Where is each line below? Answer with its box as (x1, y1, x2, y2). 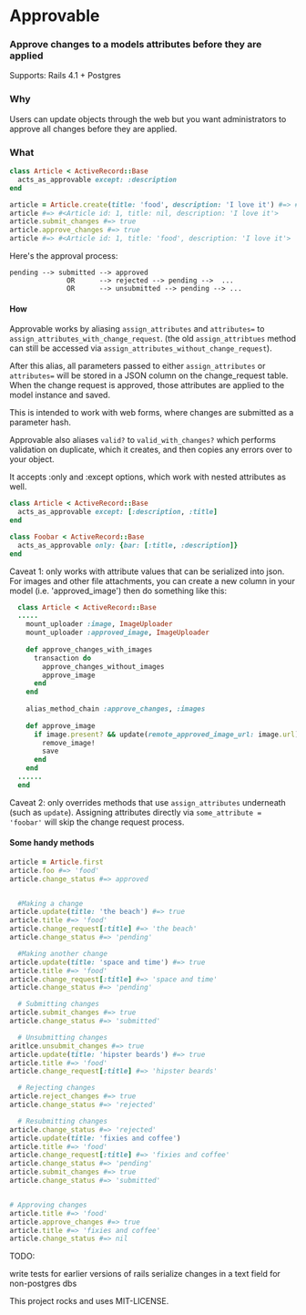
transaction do (33, 653, 92, 663)
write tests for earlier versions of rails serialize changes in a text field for (9, 1269, 280, 1279)
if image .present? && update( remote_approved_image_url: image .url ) (33, 730, 300, 739)
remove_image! (42, 738, 96, 747)
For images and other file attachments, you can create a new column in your (9, 575, 296, 586)
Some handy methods (9, 837, 95, 848)
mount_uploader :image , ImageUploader (25, 620, 173, 629)
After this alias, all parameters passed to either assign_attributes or (9, 361, 266, 372)
